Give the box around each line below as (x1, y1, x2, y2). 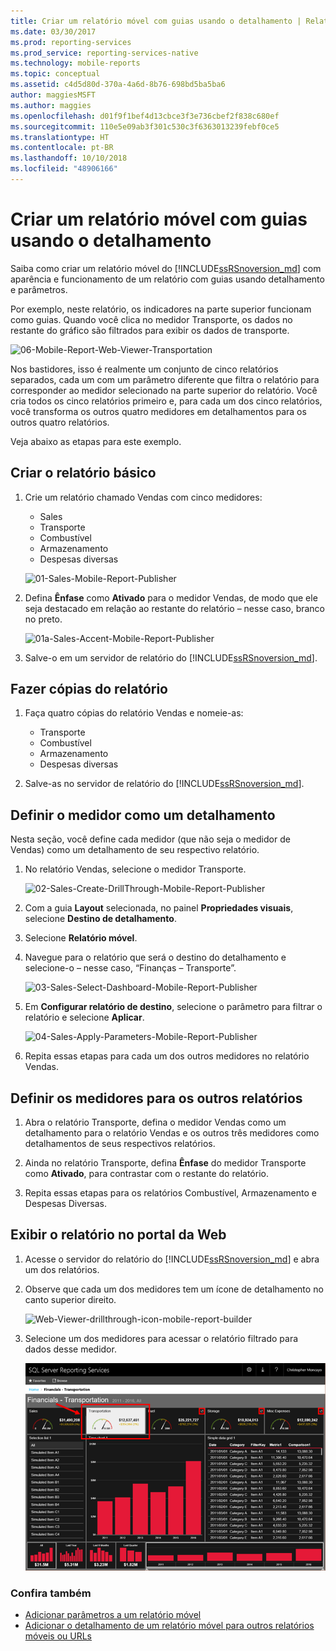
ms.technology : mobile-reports (10, 58, 141, 69)
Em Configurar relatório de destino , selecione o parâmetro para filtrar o (24, 1001, 323, 1013)
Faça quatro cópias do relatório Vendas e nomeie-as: (24, 707, 244, 719)
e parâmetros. (10, 283, 68, 295)
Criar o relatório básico (10, 465, 157, 482)
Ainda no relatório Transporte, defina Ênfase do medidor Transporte (24, 1157, 307, 1169)
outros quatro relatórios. (10, 416, 110, 428)
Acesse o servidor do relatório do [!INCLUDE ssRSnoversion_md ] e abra (24, 1253, 320, 1265)
